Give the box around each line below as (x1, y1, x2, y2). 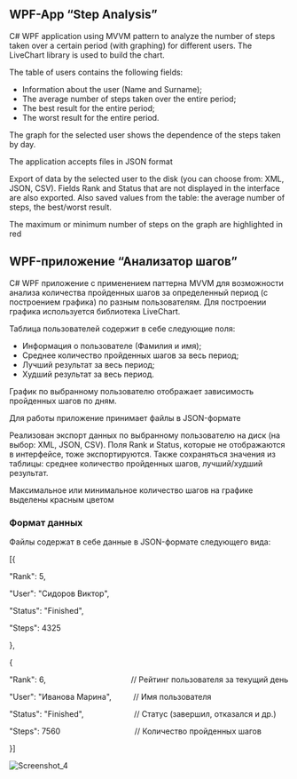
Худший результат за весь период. (21, 369, 155, 379)
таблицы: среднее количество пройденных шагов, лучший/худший (9, 457, 263, 469)
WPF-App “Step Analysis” (9, 7, 158, 22)
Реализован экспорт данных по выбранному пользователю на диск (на (9, 430, 281, 441)
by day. (9, 139, 36, 149)
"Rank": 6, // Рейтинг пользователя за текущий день (9, 674, 289, 685)
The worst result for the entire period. (21, 112, 160, 123)
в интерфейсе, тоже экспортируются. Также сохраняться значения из (9, 449, 277, 459)
